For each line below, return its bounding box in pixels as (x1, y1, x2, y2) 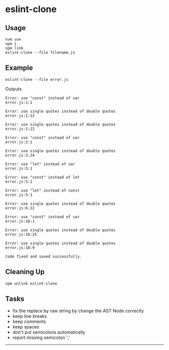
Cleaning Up (5, 268, 45, 276)
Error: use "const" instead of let (5, 174, 80, 180)
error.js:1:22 (5, 126, 35, 131)
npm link (5, 46, 24, 51)
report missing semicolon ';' (12, 334, 70, 340)
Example (5, 64, 33, 72)
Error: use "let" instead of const (5, 188, 80, 193)
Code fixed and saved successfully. (5, 254, 82, 259)
